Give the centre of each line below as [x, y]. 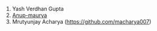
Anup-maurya [30, 15]
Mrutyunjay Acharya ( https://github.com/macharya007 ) [82, 22]
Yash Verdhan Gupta [38, 9]
